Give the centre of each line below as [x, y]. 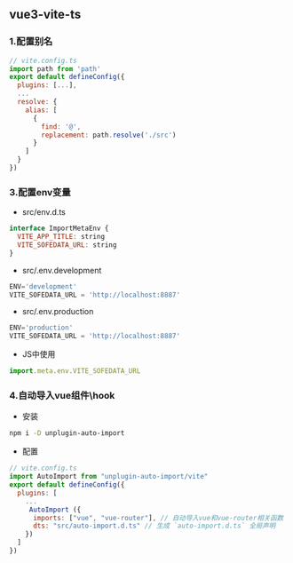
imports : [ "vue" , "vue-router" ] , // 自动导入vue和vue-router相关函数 [158, 518]
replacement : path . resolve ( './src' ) [109, 135]
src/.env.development [62, 270]
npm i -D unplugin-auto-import [67, 433]
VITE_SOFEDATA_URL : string [67, 245]
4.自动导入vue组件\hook [62, 396]
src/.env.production [58, 312]
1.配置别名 [31, 42]
